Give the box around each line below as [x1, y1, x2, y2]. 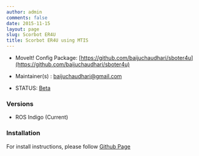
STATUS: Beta [15, 84, 51, 92]
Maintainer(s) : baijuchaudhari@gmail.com [15, 73, 122, 80]
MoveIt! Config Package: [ [15, 54, 81, 61]
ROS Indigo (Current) [15, 114, 68, 121]
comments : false [6, 15, 48, 21]
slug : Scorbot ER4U [6, 32, 56, 38]
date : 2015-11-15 [6, 20, 51, 26]
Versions [6, 99, 34, 108]
